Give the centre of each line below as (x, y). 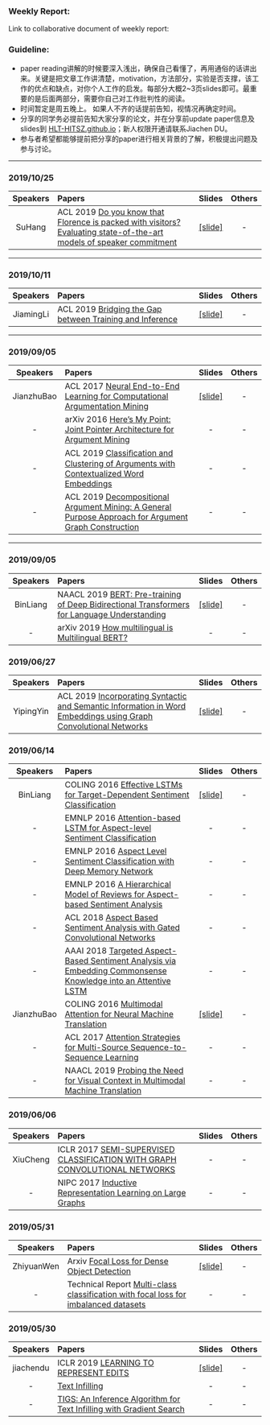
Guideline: (29, 50)
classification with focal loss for (127, 1294)
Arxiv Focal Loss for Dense (118, 1261)
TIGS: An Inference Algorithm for (119, 1399)
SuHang (31, 227)
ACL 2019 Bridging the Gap (110, 309)
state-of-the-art (131, 232)
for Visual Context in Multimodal (125, 1080)
